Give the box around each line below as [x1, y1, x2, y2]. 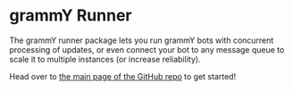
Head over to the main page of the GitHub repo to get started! [9, 70, 237, 81]
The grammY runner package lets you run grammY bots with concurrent [9, 35, 274, 45]
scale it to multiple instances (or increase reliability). [9, 54, 201, 64]
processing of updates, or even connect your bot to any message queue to [9, 44, 285, 54]
